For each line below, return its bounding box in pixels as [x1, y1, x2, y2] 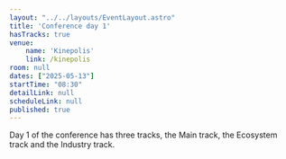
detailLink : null [9, 88, 75, 97]
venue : [9, 38, 34, 48]
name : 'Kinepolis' [25, 47, 95, 56]
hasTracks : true [9, 30, 70, 39]
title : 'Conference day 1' [9, 22, 111, 31]
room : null [9, 64, 51, 73]
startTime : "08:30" [9, 80, 83, 89]
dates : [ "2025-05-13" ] [9, 72, 95, 81]
